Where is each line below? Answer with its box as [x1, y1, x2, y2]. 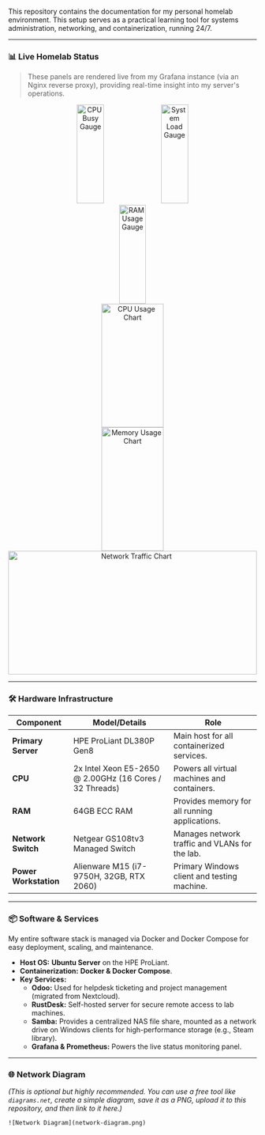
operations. [27, 89, 65, 98]
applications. [173, 815, 221, 826]
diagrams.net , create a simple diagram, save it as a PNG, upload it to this [8, 1095, 247, 1105]
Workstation [12, 876, 60, 887]
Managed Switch [73, 842, 136, 853]
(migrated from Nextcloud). [31, 991, 121, 1001]
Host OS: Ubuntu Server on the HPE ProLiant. [19, 957, 170, 967]
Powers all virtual [173, 762, 237, 774]
